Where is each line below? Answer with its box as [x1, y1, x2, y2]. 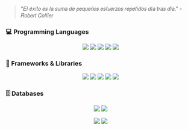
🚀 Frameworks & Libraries [5, 60, 83, 68]
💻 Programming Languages [5, 27, 89, 36]
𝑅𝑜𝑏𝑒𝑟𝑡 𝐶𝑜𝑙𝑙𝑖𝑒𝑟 [20, 12, 54, 19]
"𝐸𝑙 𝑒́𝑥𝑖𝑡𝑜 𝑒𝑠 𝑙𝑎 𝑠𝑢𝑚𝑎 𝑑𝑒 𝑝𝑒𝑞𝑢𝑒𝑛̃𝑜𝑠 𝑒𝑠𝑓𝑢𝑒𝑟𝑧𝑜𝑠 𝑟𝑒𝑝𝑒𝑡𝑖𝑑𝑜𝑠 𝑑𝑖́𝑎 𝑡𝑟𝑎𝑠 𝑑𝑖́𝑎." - [20, 5, 183, 12]
